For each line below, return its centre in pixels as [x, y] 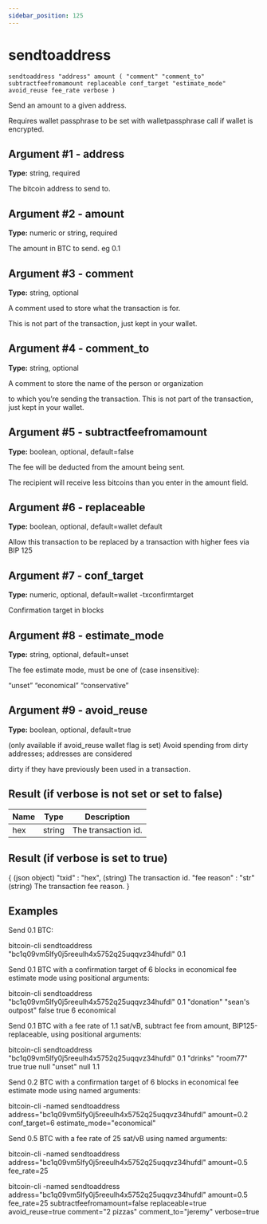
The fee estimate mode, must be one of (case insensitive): [104, 670]
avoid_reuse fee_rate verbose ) [62, 90]
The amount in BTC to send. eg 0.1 [65, 249]
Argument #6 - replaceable [77, 508]
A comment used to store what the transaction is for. [94, 308]
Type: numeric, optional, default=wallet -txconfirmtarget [101, 595]
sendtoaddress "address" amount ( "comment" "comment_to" [106, 77]
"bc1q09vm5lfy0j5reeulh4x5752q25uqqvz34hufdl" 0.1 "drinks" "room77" [128, 1058]
